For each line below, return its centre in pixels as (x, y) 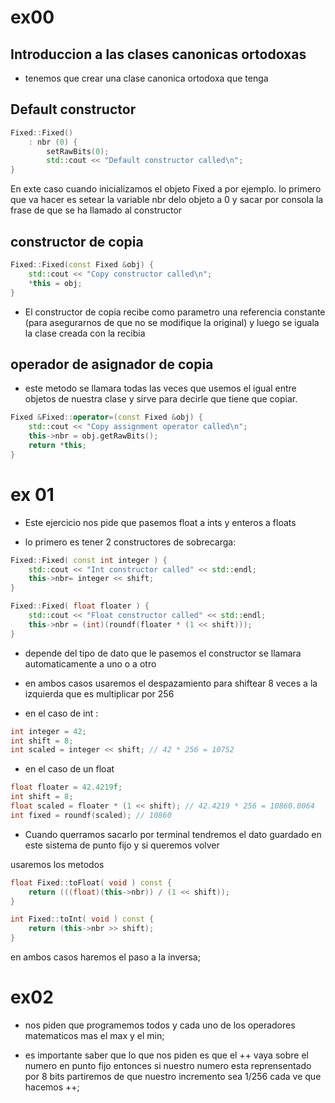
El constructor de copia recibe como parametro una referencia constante (175, 312)
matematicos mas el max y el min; (94, 1035)
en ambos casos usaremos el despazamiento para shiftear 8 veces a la (171, 683)
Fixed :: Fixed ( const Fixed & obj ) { (82, 265)
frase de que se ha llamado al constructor (96, 210)
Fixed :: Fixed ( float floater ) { (80, 606)
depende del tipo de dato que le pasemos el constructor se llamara (163, 653)
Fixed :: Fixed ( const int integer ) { (89, 560)
